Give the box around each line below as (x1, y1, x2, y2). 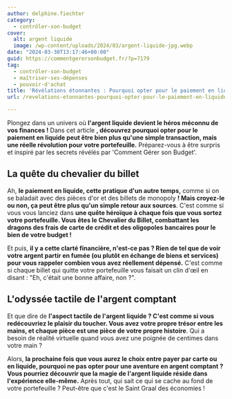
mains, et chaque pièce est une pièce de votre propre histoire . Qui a (7, 326, 205, 335)
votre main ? (7, 341, 43, 349)
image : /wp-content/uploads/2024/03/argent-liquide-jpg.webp (13, 42, 193, 49)
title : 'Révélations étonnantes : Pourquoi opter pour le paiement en (7, 87, 215, 94)
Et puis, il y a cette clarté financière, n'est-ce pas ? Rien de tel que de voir (7, 243, 221, 252)
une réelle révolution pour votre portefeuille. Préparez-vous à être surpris (7, 141, 221, 149)
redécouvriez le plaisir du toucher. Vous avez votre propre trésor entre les (7, 319, 223, 327)
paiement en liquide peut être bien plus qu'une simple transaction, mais (7, 133, 217, 142)
